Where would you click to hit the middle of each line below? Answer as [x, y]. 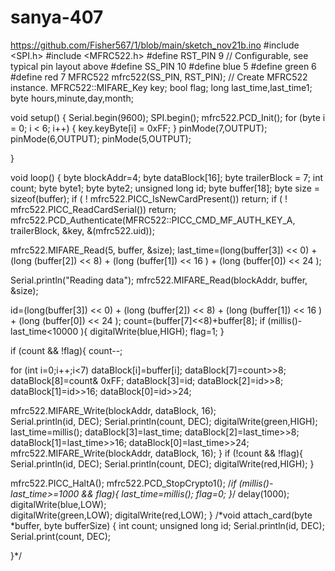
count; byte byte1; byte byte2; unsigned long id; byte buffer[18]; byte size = [165, 188]
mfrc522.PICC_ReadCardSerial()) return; [93, 209]
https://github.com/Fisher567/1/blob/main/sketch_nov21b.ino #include [155, 45]
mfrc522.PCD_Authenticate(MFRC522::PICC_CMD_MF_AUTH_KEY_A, [153, 220]
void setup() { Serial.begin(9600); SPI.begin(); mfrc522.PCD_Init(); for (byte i [168, 117]
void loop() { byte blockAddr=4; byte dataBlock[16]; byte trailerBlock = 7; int [167, 177]
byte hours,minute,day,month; [72, 98]
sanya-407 [57, 17]
